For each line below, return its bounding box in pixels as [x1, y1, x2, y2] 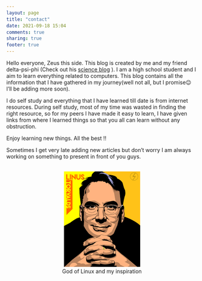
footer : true [6, 42, 39, 48]
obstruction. [6, 123, 37, 130]
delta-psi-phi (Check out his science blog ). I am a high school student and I [6, 66, 197, 73]
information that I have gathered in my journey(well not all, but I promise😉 [6, 79, 192, 86]
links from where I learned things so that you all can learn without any [6, 116, 180, 123]
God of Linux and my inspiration [62, 268, 142, 275]
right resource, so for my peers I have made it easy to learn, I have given [6, 110, 187, 117]
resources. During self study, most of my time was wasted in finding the [6, 103, 186, 111]
